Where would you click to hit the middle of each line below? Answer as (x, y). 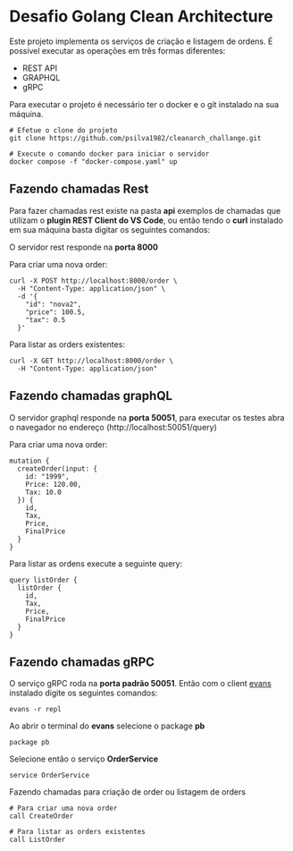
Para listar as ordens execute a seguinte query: (96, 563)
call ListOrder (38, 840)
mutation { (29, 461)
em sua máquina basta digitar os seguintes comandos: (110, 229)
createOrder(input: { (58, 468)
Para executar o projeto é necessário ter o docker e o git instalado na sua (144, 104)
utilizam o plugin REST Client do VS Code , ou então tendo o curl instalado (146, 220)
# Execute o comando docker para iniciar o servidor (109, 154)
